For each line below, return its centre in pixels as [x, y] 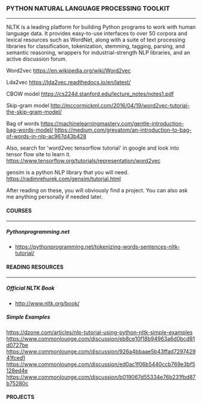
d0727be [17, 345]
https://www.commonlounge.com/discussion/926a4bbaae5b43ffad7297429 [101, 351]
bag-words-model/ [30, 130]
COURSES [19, 210]
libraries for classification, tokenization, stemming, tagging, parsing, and [96, 46]
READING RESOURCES [35, 267]
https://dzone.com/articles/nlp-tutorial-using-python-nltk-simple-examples [99, 332]
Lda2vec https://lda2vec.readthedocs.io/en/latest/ [69, 82]
